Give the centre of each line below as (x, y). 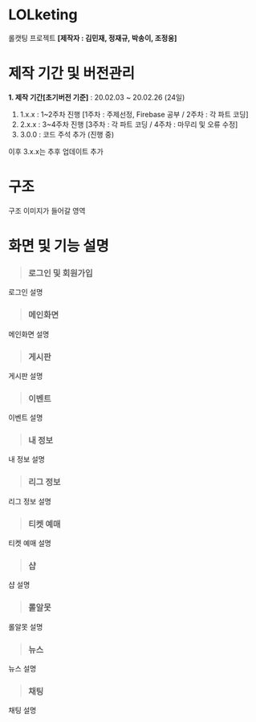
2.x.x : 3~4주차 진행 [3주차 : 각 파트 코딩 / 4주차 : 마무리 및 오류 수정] (129, 124)
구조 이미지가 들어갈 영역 (47, 210)
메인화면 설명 (29, 334)
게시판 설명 (26, 376)
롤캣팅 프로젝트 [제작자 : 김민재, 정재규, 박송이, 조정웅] (93, 38)
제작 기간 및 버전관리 (71, 73)
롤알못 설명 (26, 626)
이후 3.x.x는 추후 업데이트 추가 (56, 151)
